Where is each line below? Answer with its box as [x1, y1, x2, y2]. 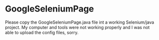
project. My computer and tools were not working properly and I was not [5, 24, 150, 30]
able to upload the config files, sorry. [5, 29, 79, 35]
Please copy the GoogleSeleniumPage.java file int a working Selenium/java [5, 19, 154, 25]
